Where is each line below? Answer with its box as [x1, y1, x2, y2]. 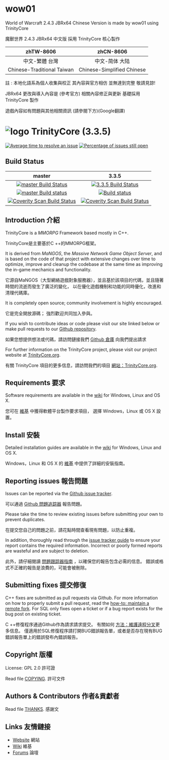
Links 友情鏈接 [5, 722, 51, 731]
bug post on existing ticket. [5, 611, 62, 617]
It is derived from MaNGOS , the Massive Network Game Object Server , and [5, 250, 162, 256]
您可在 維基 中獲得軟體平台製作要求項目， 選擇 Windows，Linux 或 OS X [5, 408, 155, 414]
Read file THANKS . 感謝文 [5, 706, 59, 712]
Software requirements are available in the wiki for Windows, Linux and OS [5, 392, 160, 398]
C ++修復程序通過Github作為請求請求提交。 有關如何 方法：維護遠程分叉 [5, 621, 156, 627]
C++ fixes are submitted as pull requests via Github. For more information [5, 595, 158, 601]
